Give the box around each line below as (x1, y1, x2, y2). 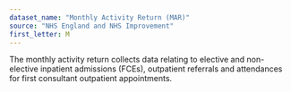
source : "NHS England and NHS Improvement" (9, 21, 175, 30)
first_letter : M (9, 29, 70, 38)
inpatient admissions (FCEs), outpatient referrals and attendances (39, 63, 283, 74)
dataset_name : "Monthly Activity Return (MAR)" (9, 13, 191, 22)
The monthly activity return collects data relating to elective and (9, 54, 245, 65)
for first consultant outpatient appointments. (9, 73, 173, 84)
